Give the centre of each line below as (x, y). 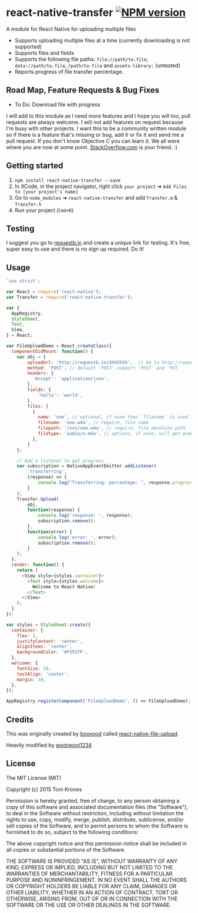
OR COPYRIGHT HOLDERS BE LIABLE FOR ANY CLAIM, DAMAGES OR (91, 886)
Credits (20, 719)
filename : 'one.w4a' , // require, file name (93, 423)
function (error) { (50, 532)
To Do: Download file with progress (57, 104)
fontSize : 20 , (34, 668)
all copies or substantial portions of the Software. (66, 849)
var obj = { (31, 357)
